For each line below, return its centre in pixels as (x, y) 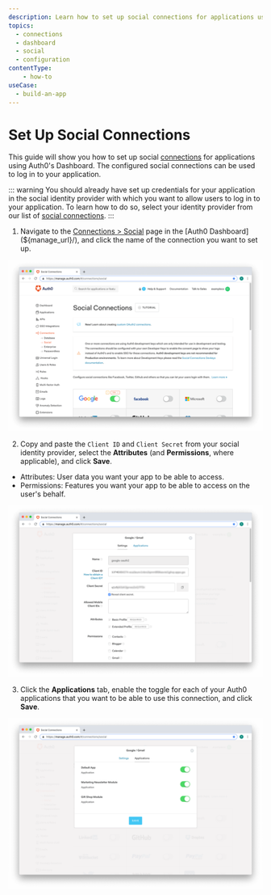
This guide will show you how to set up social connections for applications (132, 157)
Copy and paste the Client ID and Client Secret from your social (129, 444)
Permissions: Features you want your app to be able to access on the (135, 486)
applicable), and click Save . (66, 462)
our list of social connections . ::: (61, 216)
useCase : (23, 85)
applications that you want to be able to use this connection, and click (136, 698)
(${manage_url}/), (50, 240)
